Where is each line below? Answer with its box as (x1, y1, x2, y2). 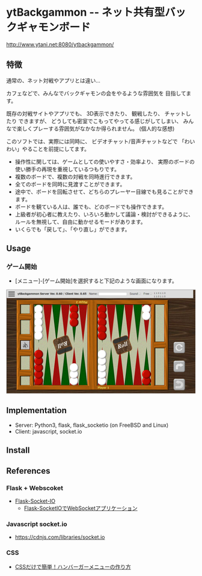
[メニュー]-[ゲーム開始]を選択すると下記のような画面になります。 (14, 277, 177, 284)
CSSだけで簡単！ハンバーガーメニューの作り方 (14, 563, 131, 570)
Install (6, 446, 30, 456)
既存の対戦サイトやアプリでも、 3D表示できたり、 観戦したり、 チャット (6, 109, 186, 117)
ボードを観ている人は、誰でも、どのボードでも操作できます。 (14, 203, 167, 210)
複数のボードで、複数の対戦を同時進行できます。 (14, 173, 136, 180)
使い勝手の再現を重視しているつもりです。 (14, 165, 120, 173)
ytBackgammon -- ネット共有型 (6, 5, 165, 19)
